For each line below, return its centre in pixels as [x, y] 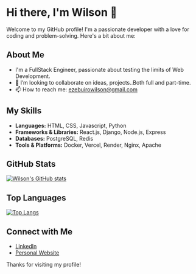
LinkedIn [26, 246]
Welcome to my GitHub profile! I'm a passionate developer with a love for [98, 29]
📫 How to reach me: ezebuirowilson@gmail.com [76, 89]
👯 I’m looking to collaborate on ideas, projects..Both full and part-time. [103, 82]
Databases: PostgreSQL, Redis [54, 138]
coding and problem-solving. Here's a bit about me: [71, 35]
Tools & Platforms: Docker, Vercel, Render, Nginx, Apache [88, 145]
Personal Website [37, 253]
